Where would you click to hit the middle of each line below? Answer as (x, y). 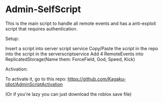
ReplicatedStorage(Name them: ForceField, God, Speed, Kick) (70, 59)
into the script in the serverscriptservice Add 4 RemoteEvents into (74, 54)
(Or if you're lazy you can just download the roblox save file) (69, 94)
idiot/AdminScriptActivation (34, 84)
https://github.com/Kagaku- (97, 79)
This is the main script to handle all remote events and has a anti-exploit (81, 23)
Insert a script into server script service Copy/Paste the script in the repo (82, 48)
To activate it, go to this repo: (36, 79)
